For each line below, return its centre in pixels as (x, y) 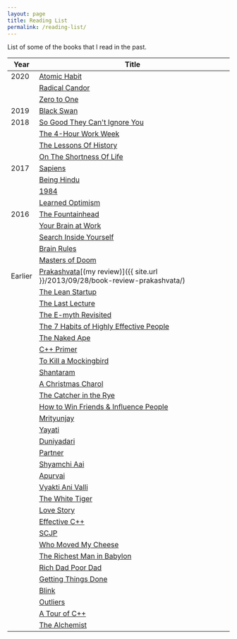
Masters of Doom (67, 260)
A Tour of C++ (62, 614)
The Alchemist (62, 625)
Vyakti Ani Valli (63, 487)
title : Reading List (38, 20)
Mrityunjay (56, 418)
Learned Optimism (69, 203)
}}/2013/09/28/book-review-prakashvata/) (112, 281)
